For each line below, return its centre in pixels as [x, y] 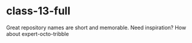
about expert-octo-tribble [38, 33]
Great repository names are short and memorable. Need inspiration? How [96, 27]
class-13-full [38, 11]
